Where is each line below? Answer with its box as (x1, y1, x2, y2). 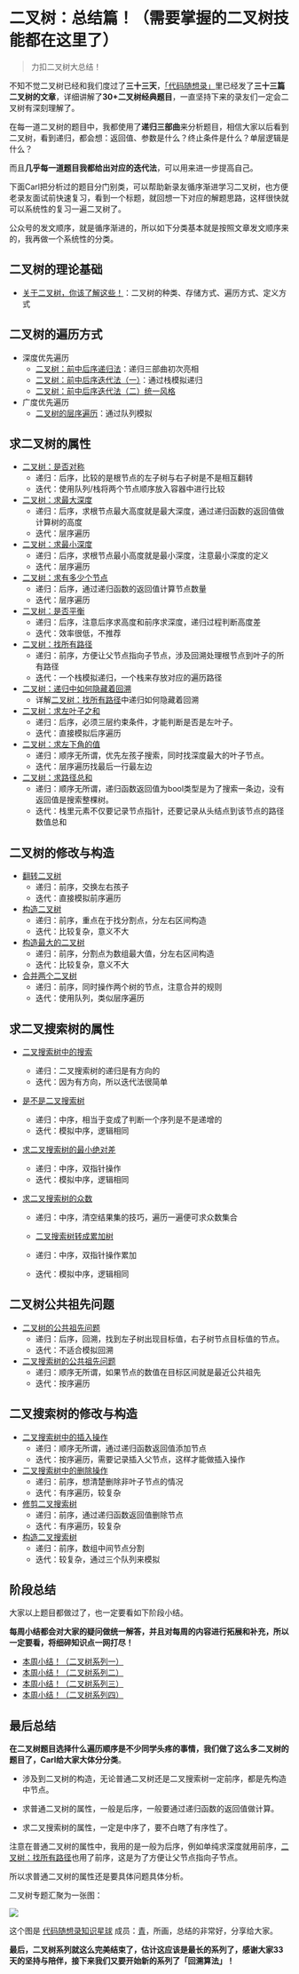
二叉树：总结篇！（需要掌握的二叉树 (9, 8, 274, 28)
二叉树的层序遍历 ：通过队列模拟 (35, 408, 153, 418)
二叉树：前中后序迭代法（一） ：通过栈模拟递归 (35, 374, 203, 385)
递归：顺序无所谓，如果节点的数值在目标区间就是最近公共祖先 (35, 1366, 262, 1377)
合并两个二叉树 (21, 970, 77, 982)
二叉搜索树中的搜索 (21, 1047, 93, 1057)
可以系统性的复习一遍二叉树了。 (9, 203, 126, 214)
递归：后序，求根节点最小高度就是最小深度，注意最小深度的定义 (35, 550, 269, 561)
